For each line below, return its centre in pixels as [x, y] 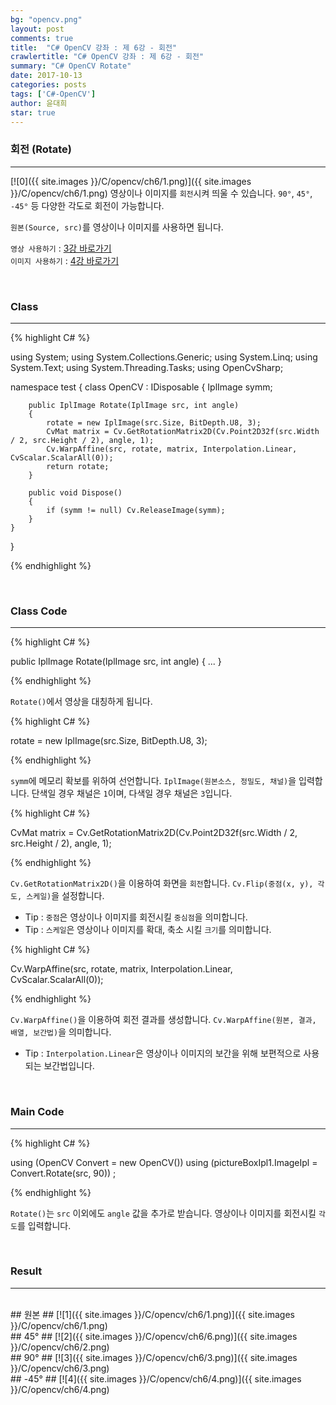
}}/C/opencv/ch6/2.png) [60, 1347]
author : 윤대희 [39, 103]
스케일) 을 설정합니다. [65, 896]
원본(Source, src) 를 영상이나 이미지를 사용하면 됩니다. [117, 227]
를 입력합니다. [44, 1225]
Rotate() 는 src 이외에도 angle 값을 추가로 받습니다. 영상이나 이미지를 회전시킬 [163, 1213]
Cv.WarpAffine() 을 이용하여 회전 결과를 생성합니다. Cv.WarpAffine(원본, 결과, [163, 1020]
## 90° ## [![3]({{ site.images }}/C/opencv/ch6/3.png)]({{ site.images [154, 1357]
